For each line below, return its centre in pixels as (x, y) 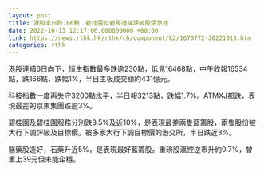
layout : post (30, 16)
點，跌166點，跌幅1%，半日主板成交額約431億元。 (91, 79)
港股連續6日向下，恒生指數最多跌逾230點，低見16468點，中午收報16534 (128, 69)
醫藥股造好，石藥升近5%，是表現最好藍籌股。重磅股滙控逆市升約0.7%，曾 (131, 150)
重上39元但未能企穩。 (44, 159)
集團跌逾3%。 (73, 106)
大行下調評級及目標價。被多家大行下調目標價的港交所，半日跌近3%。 (122, 133)
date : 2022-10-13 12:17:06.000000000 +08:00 (83, 30)
